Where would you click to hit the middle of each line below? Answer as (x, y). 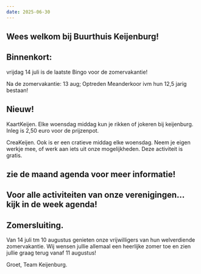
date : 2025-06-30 (28, 12)
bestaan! (17, 90)
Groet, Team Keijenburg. (37, 265)
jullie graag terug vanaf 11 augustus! (51, 253)
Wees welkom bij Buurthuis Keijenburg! (83, 37)
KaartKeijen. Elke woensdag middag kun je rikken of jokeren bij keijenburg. (100, 124)
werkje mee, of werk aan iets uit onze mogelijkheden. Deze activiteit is (95, 149)
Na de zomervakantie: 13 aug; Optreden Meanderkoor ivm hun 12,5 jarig (97, 83)
